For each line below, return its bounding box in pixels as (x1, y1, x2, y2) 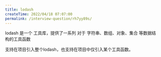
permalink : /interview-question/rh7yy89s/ (5, 16, 92, 21)
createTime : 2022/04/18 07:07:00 (5, 12, 73, 17)
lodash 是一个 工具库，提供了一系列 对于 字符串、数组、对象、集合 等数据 (5, 30, 152, 36)
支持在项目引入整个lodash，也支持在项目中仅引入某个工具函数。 (5, 47, 133, 53)
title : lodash (5, 7, 34, 12)
